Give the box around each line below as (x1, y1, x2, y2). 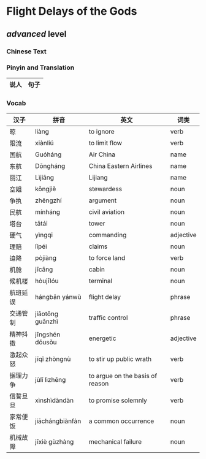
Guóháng (34, 150, 62, 159)
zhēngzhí (34, 196, 62, 205)
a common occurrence (88, 417, 154, 425)
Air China (88, 150, 115, 159)
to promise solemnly (88, 396, 147, 405)
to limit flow (88, 139, 123, 148)
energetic (88, 334, 116, 343)
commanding (88, 231, 127, 240)
